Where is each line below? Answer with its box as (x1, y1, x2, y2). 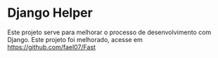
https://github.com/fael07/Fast (7, 43, 96, 51)
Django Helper (7, 5, 93, 21)
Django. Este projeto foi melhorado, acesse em (7, 35, 143, 43)
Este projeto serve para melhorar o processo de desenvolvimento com (7, 28, 212, 36)
